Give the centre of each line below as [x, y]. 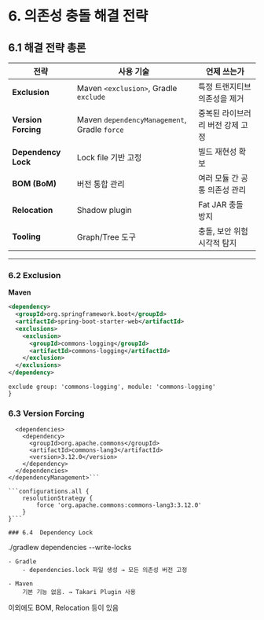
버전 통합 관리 [101, 184]
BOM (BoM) [34, 183]
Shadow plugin [104, 210]
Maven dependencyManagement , [132, 120]
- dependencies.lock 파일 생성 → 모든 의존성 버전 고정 [105, 570]
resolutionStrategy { [57, 499]
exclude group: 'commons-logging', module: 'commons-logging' [112, 387]
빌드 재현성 [218, 152]
